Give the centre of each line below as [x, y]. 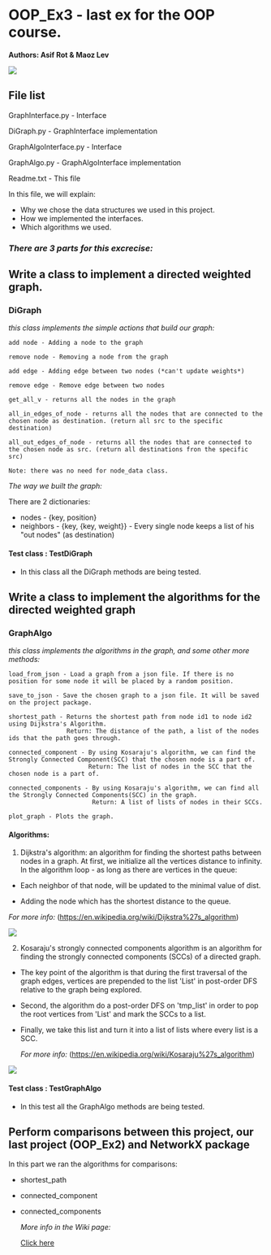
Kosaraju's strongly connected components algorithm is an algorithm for [141, 948]
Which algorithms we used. [66, 227]
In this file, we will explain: [52, 194]
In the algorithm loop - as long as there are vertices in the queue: [129, 870]
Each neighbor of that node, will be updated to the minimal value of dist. [140, 886]
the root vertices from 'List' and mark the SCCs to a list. [113, 1014]
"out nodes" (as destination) [67, 535]
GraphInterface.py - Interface [58, 115]
